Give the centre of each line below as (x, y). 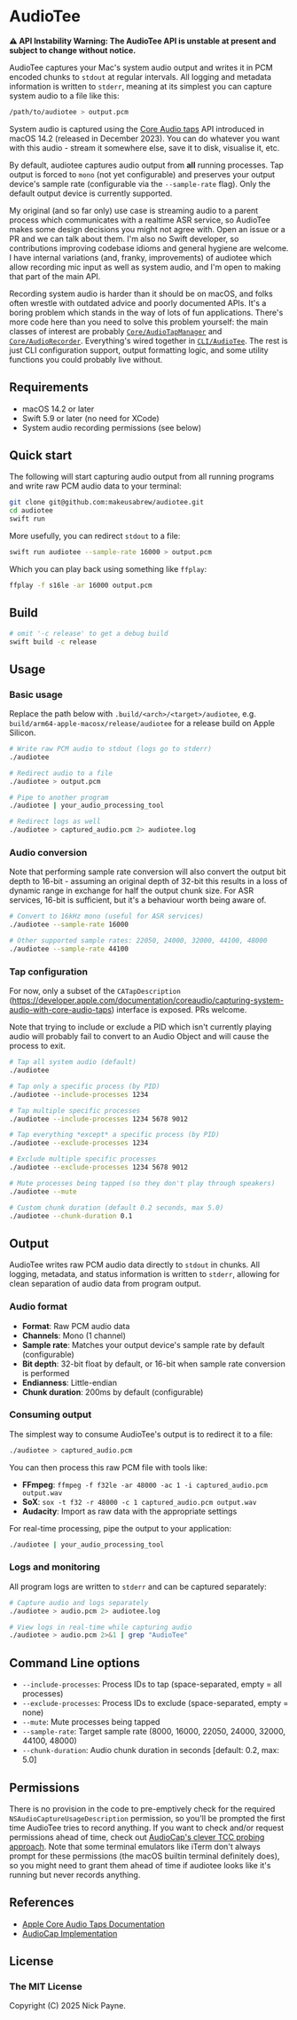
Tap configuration (49, 971)
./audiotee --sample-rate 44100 (69, 949)
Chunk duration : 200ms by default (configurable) (113, 1392)
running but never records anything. (75, 1875)
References (42, 1903)
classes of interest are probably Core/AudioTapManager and (116, 331)
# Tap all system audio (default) (73, 1062)
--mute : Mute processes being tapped (91, 1722)
